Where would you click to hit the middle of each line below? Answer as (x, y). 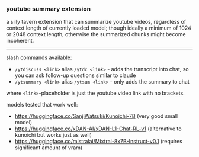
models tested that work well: (42, 105)
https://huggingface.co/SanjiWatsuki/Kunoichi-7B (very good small (96, 116)
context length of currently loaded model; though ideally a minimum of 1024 (99, 28)
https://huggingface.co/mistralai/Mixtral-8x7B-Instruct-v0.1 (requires (98, 142)
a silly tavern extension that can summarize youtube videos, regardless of (96, 22)
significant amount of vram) (49, 148)
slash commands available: (39, 57)
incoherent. (20, 41)
